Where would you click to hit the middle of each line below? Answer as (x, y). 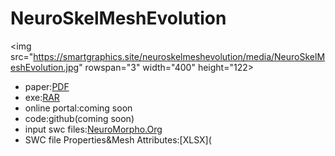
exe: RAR (42, 97)
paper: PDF (47, 86)
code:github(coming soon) (79, 118)
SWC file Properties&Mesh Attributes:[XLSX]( (118, 139)
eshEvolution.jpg (45, 67)
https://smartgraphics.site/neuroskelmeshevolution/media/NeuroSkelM (179, 56)
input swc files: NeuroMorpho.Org (93, 129)
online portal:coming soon (78, 108)
